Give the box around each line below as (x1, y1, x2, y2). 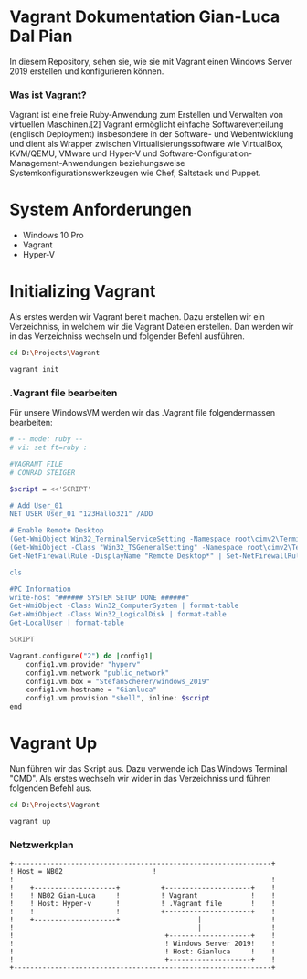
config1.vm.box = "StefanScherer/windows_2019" (26, 677, 210, 686)
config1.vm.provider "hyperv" (26, 659, 142, 668)
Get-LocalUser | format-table (9, 618, 125, 627)
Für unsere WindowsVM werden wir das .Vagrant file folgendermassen (9, 407, 276, 418)
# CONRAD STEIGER (9, 468, 76, 477)
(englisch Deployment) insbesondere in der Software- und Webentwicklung (9, 129, 294, 140)
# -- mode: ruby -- (9, 435, 84, 444)
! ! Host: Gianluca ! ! (9, 947, 276, 956)
